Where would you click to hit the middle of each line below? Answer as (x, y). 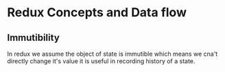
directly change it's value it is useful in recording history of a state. (101, 61)
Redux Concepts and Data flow (97, 13)
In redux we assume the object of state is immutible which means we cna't (113, 54)
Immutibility (33, 38)
